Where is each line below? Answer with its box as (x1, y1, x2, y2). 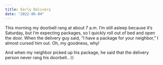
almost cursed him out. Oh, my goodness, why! (5, 40, 100, 46)
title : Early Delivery (5, 7, 51, 12)
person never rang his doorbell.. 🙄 (5, 54, 74, 60)
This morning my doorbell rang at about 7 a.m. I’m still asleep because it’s (5, 25, 153, 30)
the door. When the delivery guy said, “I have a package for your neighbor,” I (5, 35, 159, 41)
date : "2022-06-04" (5, 12, 45, 16)
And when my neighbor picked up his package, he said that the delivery (5, 49, 149, 55)
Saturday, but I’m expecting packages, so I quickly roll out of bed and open (5, 30, 155, 36)
